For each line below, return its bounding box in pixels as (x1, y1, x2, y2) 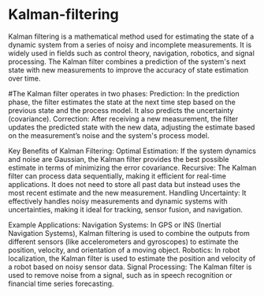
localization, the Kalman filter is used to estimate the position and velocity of (8, 253, 256, 263)
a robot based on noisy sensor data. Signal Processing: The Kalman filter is (8, 262, 252, 272)
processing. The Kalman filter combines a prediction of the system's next (8, 57, 247, 66)
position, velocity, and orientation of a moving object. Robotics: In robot (8, 245, 240, 254)
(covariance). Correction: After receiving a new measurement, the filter (8, 114, 239, 123)
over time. (8, 73, 41, 83)
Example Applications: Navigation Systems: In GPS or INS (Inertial (8, 219, 221, 230)
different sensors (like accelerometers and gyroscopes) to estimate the (8, 237, 239, 246)
